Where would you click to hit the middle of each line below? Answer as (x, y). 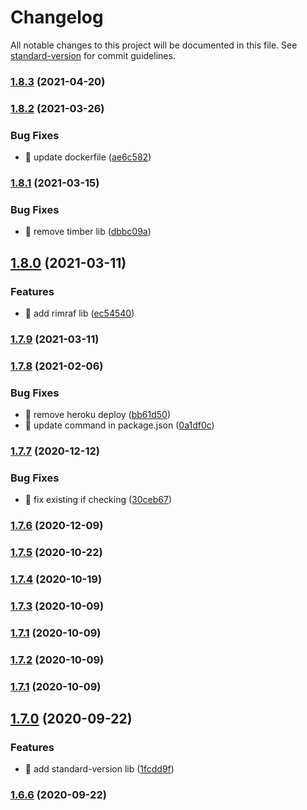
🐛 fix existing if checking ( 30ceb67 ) (98, 500)
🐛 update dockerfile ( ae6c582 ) (88, 157)
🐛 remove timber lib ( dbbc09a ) (88, 232)
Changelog (57, 17)
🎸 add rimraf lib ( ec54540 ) (79, 313)
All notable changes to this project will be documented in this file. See (154, 45)
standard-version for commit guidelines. (93, 55)
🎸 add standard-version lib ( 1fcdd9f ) (99, 769)
